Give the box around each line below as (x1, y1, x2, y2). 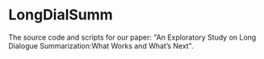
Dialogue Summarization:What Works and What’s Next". (8, 40, 194, 50)
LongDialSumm (8, 6, 113, 24)
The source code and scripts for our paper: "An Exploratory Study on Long (8, 32, 257, 42)
